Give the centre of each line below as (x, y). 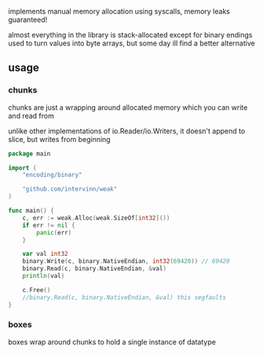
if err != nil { (49, 225)
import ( (22, 168)
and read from (31, 115)
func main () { (31, 211)
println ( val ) (44, 276)
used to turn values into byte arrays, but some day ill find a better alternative (131, 43)
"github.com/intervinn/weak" (70, 189)
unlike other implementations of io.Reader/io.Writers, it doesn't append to (127, 131)
